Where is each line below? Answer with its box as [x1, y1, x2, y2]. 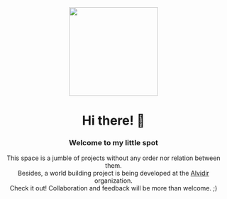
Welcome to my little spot [68, 138, 159, 148]
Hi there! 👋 [82, 113, 145, 129]
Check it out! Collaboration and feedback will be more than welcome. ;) [9, 184, 218, 193]
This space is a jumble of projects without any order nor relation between [6, 154, 221, 162]
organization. [94, 176, 133, 185]
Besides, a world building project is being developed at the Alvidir [18, 169, 209, 178]
